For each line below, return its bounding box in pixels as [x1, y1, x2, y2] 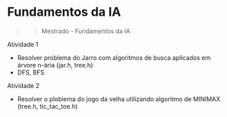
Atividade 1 [7, 40, 39, 48]
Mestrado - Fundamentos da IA [41, 27, 131, 35]
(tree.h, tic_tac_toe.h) [17, 102, 78, 110]
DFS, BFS [17, 68, 45, 76]
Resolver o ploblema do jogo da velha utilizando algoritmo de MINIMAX [17, 94, 221, 103]
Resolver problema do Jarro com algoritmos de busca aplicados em [17, 53, 211, 62]
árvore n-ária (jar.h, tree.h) [17, 61, 93, 69]
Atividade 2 [7, 81, 40, 89]
